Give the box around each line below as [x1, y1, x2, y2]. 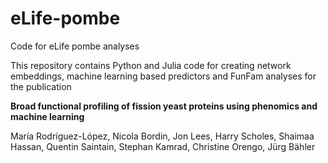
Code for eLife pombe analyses [10, 40, 140, 52]
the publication [10, 80, 72, 92]
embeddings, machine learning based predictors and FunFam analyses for [10, 70, 317, 82]
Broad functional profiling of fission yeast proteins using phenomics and [10, 100, 318, 112]
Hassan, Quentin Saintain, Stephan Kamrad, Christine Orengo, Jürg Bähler [10, 140, 316, 152]
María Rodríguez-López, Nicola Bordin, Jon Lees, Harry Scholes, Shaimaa [10, 130, 315, 142]
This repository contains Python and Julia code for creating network [10, 59, 292, 71]
